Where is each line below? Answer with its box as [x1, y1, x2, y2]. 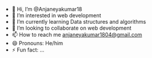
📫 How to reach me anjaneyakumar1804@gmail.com [11, 31, 142, 38]
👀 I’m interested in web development [11, 12, 102, 19]
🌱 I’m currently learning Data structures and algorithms [11, 18, 147, 25]
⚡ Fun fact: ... [11, 46, 45, 53]
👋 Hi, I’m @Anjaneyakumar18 [11, 6, 83, 12]
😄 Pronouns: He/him [11, 40, 64, 47]
